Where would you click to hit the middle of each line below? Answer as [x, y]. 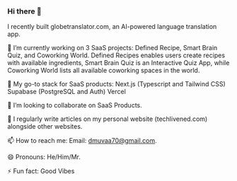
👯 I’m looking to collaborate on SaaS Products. [75, 105]
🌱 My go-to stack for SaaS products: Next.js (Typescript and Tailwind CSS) [117, 84]
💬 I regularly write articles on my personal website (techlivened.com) [108, 119]
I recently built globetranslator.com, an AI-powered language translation [112, 27]
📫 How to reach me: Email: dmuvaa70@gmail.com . [82, 141]
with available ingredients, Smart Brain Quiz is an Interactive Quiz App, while [118, 63]
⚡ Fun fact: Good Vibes [41, 171]
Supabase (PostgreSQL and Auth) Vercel [67, 92]
